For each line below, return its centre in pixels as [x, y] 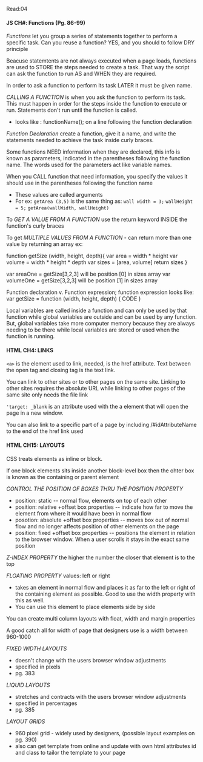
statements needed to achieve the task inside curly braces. [80, 140]
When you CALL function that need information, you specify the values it [97, 177]
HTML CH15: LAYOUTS [35, 445]
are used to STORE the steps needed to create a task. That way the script [98, 67]
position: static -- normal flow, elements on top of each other [91, 500]
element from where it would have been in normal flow [83, 513]
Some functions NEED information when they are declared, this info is [93, 152]
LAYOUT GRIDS [26, 721]
